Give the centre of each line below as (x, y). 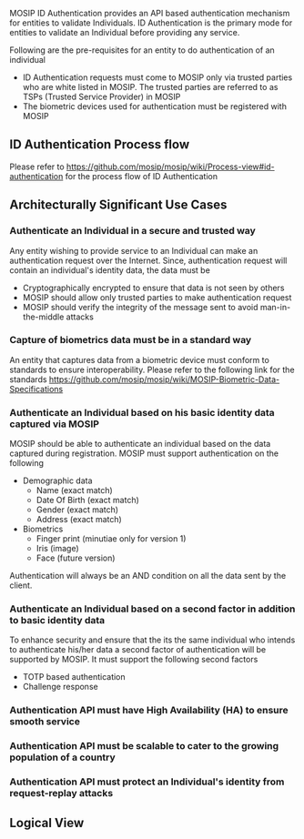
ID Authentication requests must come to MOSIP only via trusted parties (157, 77)
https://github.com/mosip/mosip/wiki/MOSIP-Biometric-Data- (164, 379)
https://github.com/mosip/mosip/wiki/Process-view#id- (171, 167)
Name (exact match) (75, 490)
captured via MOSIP (55, 424)
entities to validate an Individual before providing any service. (125, 32)
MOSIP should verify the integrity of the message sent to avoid (140, 307)
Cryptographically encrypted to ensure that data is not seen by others (153, 288)
